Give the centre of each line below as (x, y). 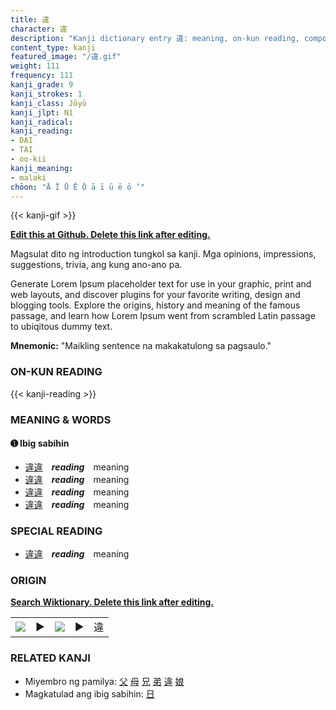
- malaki (28, 177)
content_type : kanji (53, 47)
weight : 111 (35, 66)
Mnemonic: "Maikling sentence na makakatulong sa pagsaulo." (141, 346)
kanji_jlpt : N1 (42, 112)
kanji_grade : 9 (42, 85)
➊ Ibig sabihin (40, 443)
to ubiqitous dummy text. (61, 327)
